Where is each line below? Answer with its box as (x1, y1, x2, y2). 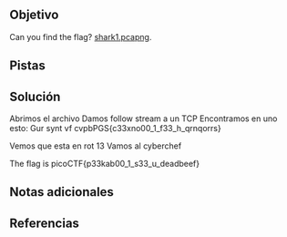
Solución (9, 88, 61, 104)
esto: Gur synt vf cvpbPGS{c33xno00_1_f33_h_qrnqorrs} (9, 123, 221, 134)
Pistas (9, 58, 46, 74)
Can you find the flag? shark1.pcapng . (9, 31, 152, 42)
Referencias (9, 215, 80, 231)
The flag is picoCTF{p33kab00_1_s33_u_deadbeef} (9, 159, 200, 170)
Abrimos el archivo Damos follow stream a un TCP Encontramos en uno (9, 113, 278, 124)
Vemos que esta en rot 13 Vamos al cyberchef (9, 140, 182, 151)
